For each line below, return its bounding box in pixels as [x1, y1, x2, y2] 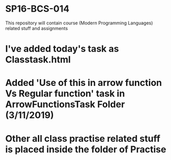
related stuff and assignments [5, 25, 68, 31]
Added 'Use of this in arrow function [5, 77, 162, 89]
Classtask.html [5, 54, 71, 66]
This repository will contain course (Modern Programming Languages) [5, 20, 153, 26]
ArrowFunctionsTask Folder [5, 99, 125, 110]
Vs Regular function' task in [5, 88, 125, 100]
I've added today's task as [5, 43, 119, 55]
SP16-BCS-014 [5, 3, 70, 15]
